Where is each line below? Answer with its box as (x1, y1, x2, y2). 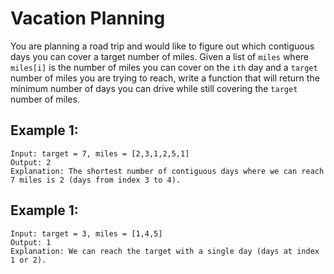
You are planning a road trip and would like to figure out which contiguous (10, 40, 315, 52)
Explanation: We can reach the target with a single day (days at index (10, 246, 320, 256)
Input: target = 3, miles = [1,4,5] (10, 228, 163, 239)
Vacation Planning (10, 7, 166, 30)
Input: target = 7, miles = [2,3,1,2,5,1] (10, 148, 190, 159)
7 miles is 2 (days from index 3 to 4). (10, 175, 182, 185)
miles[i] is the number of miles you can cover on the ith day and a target (10, 61, 318, 73)
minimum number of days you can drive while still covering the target (10, 82, 298, 94)
